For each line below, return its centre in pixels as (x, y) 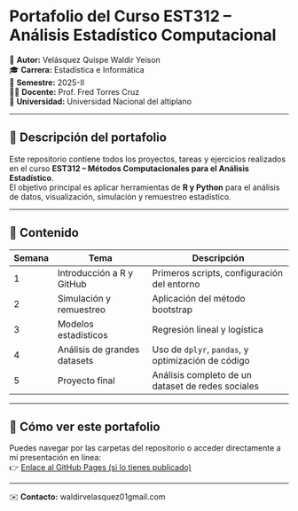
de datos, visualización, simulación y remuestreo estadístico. (121, 196)
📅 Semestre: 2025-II (47, 83)
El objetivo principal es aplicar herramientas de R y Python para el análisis (145, 187)
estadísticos (82, 334)
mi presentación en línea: (55, 458)
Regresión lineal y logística (208, 329)
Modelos (76, 324)
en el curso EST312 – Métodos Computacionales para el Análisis (129, 168)
